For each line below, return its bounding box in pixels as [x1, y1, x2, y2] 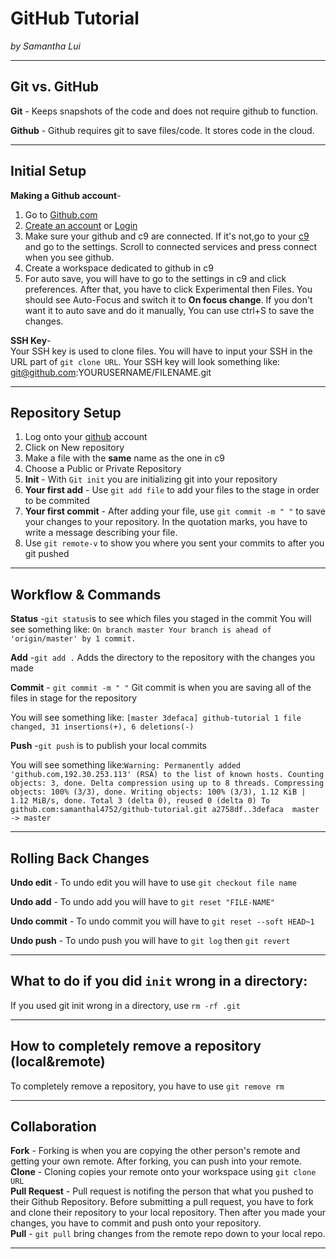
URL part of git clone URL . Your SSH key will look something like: [10, 355, 281, 367]
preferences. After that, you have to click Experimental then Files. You [24, 283, 313, 295]
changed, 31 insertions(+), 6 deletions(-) [10, 722, 195, 732]
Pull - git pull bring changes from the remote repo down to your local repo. [10, 1228, 326, 1240]
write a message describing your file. [24, 527, 178, 539]
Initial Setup [10, 163, 87, 180]
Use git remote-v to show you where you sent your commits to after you [24, 537, 325, 549]
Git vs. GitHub [10, 78, 100, 96]
